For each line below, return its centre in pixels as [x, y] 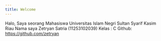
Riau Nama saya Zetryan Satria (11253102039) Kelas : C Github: [69, 28]
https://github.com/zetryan [32, 33]
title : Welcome [20, 9]
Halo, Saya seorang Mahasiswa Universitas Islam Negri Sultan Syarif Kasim [81, 23]
